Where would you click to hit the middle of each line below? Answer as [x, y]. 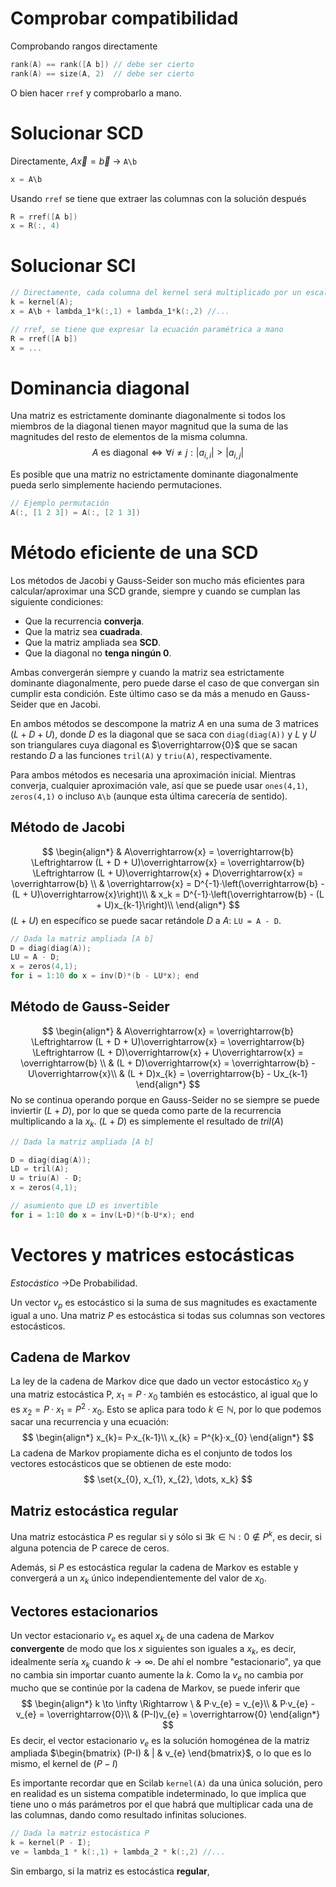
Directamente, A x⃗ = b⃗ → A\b [74, 161]
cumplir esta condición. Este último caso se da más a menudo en [144, 693]
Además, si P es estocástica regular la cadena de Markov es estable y [154, 1567]
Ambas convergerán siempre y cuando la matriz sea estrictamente [147, 672]
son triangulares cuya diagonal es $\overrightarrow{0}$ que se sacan [154, 744]
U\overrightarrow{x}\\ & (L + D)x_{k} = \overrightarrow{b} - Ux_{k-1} [168, 1073]
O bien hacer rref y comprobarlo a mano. [96, 93]
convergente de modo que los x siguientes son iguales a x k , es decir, [153, 1650]
